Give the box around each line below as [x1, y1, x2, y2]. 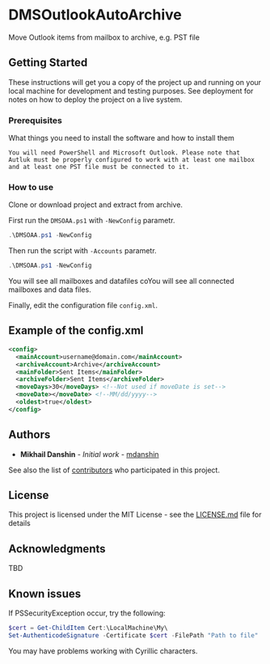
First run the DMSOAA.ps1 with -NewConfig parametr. [8, 216, 175, 226]
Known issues [8, 586, 82, 600]
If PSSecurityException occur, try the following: [8, 608, 166, 618]
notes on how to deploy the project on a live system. [8, 95, 183, 104]
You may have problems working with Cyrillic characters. [8, 645, 198, 656]
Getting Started [8, 56, 88, 70]
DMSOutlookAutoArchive [8, 6, 182, 24]
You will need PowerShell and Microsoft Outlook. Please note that [8, 149, 241, 157]
